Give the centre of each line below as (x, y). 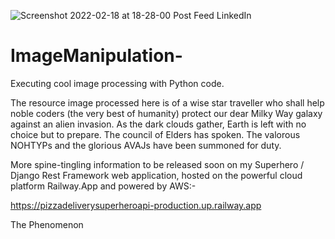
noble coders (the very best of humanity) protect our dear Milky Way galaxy (166, 113)
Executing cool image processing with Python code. (117, 83)
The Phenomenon (47, 224)
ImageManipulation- (96, 56)
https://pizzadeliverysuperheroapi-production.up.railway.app (136, 205)
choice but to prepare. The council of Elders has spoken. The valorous (155, 134)
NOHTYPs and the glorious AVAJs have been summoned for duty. (146, 145)
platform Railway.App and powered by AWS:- (103, 186)
